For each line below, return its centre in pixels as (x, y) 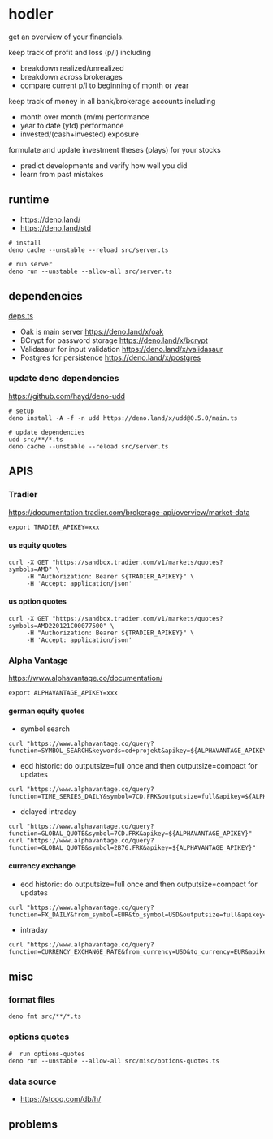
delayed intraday (48, 812)
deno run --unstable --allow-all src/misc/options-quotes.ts (114, 1061)
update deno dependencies (64, 379)
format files (32, 999)
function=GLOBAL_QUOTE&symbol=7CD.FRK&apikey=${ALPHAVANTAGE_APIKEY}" (130, 834)
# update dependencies (47, 432)
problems (33, 1125)
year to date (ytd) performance (72, 125)
